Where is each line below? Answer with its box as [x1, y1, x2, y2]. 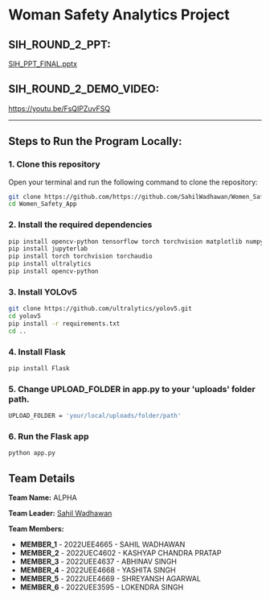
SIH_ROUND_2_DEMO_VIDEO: [8, 82, 159, 96]
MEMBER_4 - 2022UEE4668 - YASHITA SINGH [19, 565, 176, 575]
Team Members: [8, 524, 64, 534]
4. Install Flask [8, 346, 66, 357]
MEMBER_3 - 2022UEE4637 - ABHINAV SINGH [19, 557, 178, 567]
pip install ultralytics [8, 260, 92, 268]
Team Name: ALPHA [8, 493, 78, 502]
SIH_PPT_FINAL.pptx [8, 59, 78, 68]
